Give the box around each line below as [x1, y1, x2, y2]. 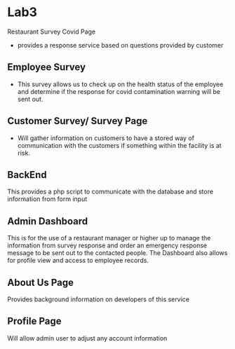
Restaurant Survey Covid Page [7, 27, 96, 36]
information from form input [7, 195, 88, 203]
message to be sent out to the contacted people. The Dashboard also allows [7, 249, 228, 257]
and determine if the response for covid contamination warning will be [17, 87, 221, 95]
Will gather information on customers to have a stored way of [17, 134, 195, 142]
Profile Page [7, 315, 62, 327]
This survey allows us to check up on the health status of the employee [17, 80, 224, 88]
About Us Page [7, 276, 74, 288]
